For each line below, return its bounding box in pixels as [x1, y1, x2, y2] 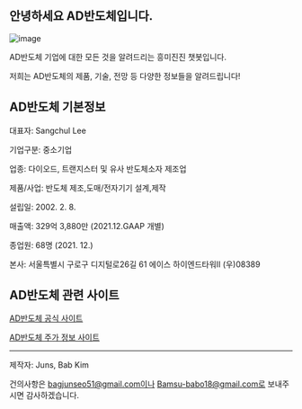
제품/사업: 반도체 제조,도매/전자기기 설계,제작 [9, 182, 166, 193]
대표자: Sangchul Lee [9, 125, 87, 136]
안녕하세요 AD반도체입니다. [9, 8, 154, 24]
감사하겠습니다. [25, 390, 79, 401]
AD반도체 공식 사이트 [9, 313, 84, 324]
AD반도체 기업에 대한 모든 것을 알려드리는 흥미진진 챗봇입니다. [9, 51, 227, 62]
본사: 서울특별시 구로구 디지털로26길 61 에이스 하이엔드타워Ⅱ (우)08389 [9, 259, 261, 270]
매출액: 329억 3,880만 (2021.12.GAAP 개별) [9, 220, 164, 231]
